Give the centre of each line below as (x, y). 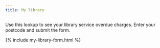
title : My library (25, 10)
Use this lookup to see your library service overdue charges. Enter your (81, 25)
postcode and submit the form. (38, 30)
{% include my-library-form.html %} (43, 40)
